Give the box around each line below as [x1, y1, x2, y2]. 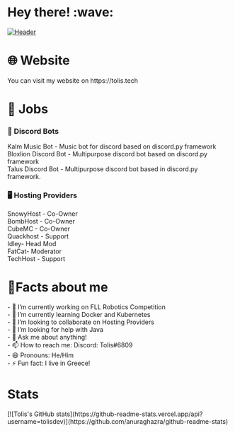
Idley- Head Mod [7, 239, 57, 248]
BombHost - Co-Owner [7, 216, 76, 225]
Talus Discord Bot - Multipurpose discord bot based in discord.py [7, 165, 198, 173]
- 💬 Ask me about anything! [7, 333, 87, 341]
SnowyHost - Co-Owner [7, 209, 78, 218]
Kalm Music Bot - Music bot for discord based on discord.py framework [7, 142, 217, 151]
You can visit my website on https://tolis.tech [7, 76, 138, 85]
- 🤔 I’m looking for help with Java [7, 325, 104, 333]
